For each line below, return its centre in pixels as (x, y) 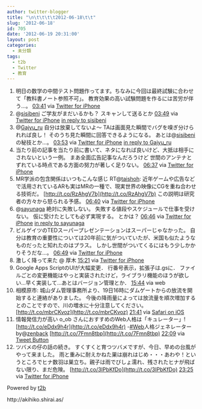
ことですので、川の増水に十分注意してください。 (86, 305)
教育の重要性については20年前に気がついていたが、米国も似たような (111, 238)
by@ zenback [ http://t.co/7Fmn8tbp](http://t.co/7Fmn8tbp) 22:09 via (100, 333)
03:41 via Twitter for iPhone (66, 106)
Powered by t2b (26, 388)
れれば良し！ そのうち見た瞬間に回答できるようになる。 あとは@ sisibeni (105, 135)
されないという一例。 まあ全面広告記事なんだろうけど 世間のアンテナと (104, 157)
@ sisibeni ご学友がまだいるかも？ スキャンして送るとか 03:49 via (97, 114)
